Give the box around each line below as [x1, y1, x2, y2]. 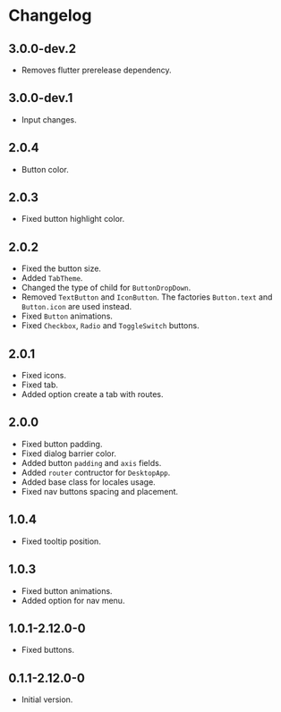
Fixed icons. [21, 370, 66, 381]
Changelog [8, 5, 92, 26]
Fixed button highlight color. [21, 214, 125, 225]
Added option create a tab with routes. [21, 389, 164, 400]
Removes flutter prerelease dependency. [21, 64, 172, 75]
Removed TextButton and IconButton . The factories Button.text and [21, 292, 273, 302]
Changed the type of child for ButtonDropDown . [21, 283, 192, 293]
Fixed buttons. [21, 645, 75, 656]
